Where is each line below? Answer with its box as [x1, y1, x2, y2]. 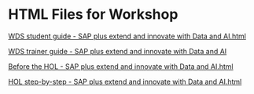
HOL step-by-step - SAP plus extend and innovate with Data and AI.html [8, 77, 242, 86]
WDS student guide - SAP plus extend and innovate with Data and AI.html [8, 31, 246, 41]
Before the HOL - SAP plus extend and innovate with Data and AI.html [8, 61, 234, 71]
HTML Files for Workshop [8, 5, 179, 23]
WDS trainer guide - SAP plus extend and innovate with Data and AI [8, 46, 227, 56]
